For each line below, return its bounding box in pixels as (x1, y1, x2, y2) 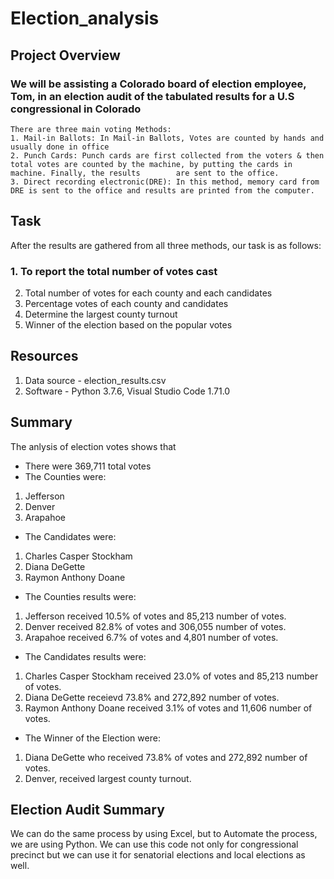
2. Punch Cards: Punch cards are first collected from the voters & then (10, 150, 325, 161)
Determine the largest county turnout (24, 308, 178, 320)
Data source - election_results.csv (24, 374, 167, 386)
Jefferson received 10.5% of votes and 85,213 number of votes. (24, 610, 287, 622)
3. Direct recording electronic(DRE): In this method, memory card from (10, 177, 320, 187)
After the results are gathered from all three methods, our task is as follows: (10, 239, 322, 251)
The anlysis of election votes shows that (10, 440, 177, 452)
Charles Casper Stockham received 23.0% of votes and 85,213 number (24, 670, 319, 682)
